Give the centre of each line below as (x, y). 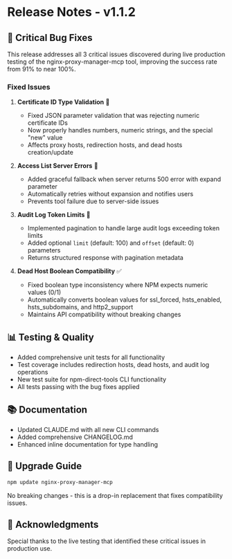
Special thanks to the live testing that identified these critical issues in (107, 541)
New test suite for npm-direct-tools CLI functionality (92, 379)
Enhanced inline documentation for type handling (87, 444)
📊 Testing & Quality (51, 337)
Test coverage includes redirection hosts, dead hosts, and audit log (113, 365)
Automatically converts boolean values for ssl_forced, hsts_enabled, (125, 300)
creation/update (51, 153)
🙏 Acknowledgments (53, 525)
